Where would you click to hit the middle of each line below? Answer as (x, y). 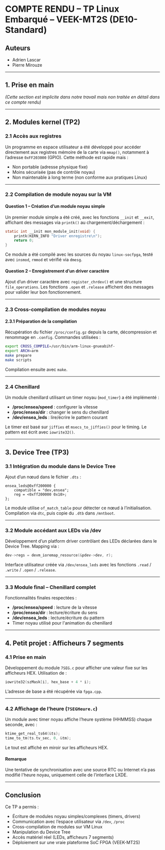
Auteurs (18, 48)
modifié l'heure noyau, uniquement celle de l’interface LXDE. (66, 775)
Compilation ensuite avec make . (36, 369)
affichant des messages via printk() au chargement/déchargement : (75, 222)
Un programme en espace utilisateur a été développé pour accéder (73, 147)
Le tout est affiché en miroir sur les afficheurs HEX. (57, 748)
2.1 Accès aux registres (33, 136)
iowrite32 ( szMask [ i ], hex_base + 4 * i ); (48, 682)
